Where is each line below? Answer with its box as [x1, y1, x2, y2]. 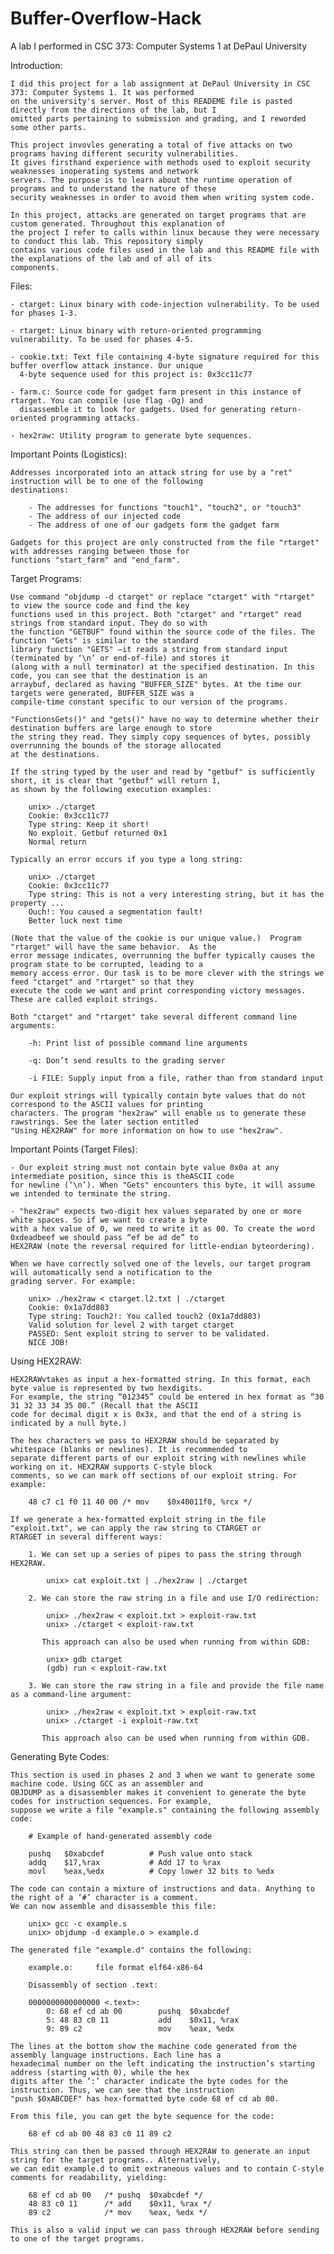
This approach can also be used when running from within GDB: [41, 1637, 311, 1647]
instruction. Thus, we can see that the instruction [10, 2085, 235, 2095]
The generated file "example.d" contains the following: [10, 1945, 253, 1955]
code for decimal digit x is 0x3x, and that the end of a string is [10, 1409, 302, 1419]
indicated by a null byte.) [10, 1418, 128, 1428]
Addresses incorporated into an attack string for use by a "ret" [10, 467, 293, 477]
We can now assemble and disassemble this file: [10, 1901, 217, 1911]
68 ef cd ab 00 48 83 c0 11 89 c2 [28, 2128, 172, 2139]
